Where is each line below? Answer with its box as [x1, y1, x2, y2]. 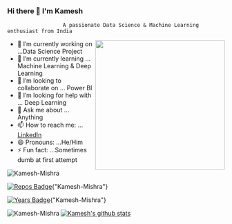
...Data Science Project [17, 48, 83, 56]
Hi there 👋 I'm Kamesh [7, 6, 84, 16]
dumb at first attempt [17, 156, 78, 164]
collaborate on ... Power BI [17, 84, 93, 92]
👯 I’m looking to [17, 77, 62, 85]
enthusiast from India [7, 28, 72, 35]
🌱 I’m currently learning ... [17, 54, 91, 63]
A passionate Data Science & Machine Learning [62, 22, 199, 29]
